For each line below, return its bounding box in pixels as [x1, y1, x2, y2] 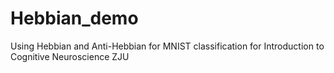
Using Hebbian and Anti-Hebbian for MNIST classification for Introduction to [10, 40, 325, 52]
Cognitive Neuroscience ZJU [10, 50, 130, 62]
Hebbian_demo [10, 7, 139, 30]
